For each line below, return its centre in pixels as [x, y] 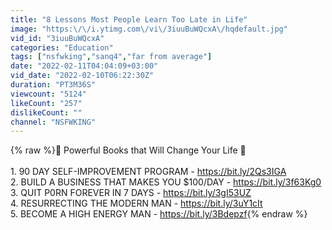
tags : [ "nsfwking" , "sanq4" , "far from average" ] [111, 57]
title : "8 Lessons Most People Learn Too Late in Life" [129, 19]
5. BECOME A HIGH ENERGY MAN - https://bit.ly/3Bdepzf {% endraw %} [159, 214]
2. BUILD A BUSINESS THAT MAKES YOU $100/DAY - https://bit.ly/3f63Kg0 [166, 182]
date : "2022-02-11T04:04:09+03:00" [84, 66]
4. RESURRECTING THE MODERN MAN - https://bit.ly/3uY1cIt [136, 203]
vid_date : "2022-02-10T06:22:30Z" [82, 76]
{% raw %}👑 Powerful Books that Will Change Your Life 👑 [128, 150]
